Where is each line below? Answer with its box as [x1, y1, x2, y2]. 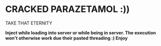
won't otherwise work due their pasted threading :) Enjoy [5, 35, 128, 41]
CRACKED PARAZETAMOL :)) [5, 3, 130, 15]
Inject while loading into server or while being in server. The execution [5, 29, 156, 35]
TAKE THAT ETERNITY [5, 20, 53, 26]
